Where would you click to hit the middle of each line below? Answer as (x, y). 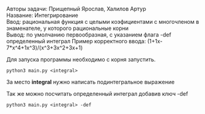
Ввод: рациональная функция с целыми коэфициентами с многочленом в (103, 22)
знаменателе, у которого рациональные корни (67, 28)
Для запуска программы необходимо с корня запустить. (81, 59)
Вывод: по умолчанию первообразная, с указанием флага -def (89, 35)
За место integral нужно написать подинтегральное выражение (91, 82)
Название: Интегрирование (42, 15)
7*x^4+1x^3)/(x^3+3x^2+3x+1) (45, 48)
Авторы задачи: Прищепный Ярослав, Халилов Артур (76, 9)
